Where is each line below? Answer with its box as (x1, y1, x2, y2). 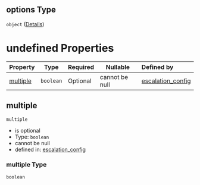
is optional (14, 127, 40, 134)
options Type (6, 5, 57, 15)
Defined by (141, 62, 174, 71)
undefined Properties (6, 42, 114, 55)
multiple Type (6, 161, 47, 169)
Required (67, 62, 94, 71)
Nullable (105, 62, 130, 71)
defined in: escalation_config (14, 146, 86, 153)
